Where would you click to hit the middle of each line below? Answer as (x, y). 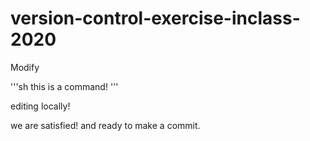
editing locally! (40, 106)
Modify (25, 67)
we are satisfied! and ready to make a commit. (105, 125)
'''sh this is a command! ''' (64, 86)
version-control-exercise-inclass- (155, 18)
